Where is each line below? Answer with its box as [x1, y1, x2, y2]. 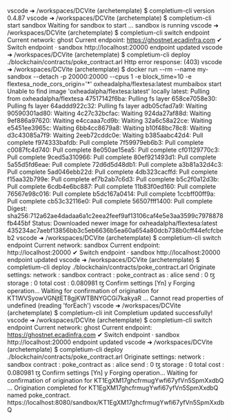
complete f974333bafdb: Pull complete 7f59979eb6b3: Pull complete [7, 139, 204, 146]
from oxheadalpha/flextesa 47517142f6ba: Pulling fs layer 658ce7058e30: [7, 94, 217, 103]
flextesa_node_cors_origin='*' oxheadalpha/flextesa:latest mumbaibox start [7, 80, 222, 88]
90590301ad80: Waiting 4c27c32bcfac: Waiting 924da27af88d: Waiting [7, 109, 212, 117]
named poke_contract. [7, 391, 71, 399]
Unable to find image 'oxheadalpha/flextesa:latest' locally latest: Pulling [7, 87, 210, 95]
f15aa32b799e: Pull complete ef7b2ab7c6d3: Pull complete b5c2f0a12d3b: [7, 175, 219, 183]
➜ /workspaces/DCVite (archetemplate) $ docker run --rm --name [7, 66, 196, 73]
